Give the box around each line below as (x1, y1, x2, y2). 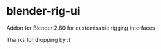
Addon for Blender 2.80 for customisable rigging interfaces (6, 24, 155, 31)
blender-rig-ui (6, 4, 81, 18)
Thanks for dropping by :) (6, 36, 71, 43)
